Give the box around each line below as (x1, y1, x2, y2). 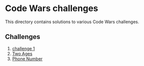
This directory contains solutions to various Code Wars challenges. (5, 19, 140, 25)
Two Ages (12, 51, 33, 56)
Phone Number (12, 56, 43, 62)
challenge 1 (12, 45, 35, 51)
